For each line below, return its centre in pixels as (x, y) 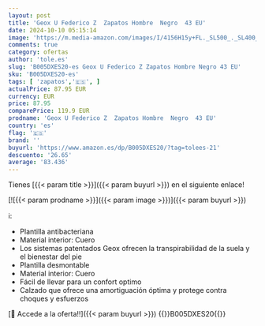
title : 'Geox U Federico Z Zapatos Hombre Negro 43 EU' (107, 23)
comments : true (33, 45)
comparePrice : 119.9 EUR (49, 111)
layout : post (30, 15)
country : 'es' (32, 126)
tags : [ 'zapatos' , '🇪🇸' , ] (54, 81)
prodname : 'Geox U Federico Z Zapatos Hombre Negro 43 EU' (112, 118)
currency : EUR (32, 96)
